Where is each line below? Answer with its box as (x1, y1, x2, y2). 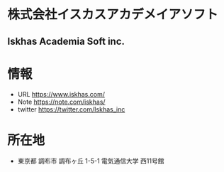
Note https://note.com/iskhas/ (17, 97, 106, 106)
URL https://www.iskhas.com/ (17, 90, 105, 98)
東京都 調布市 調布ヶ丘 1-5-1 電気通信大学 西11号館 (17, 157, 164, 166)
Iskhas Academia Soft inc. (7, 35, 125, 47)
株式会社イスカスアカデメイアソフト (7, 6, 218, 23)
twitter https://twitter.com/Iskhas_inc (17, 104, 125, 114)
